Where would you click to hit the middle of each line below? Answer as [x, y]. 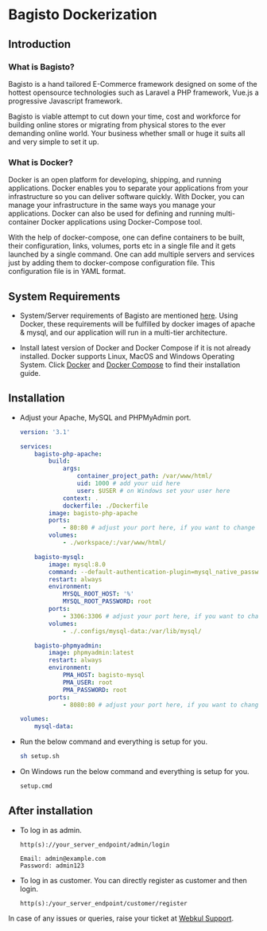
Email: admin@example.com [62, 859]
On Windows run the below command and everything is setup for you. [134, 772]
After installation [50, 811]
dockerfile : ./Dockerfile [105, 506]
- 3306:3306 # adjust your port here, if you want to [153, 616]
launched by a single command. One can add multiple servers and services [132, 254]
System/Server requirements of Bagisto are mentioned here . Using [129, 315]
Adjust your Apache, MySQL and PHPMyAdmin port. [105, 417]
